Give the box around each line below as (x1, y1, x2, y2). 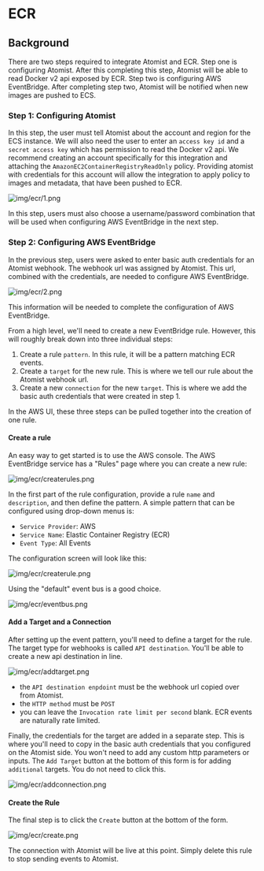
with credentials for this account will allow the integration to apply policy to (8, 170, 251, 180)
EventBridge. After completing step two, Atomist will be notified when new (8, 82, 249, 91)
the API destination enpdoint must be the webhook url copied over (19, 683, 240, 691)
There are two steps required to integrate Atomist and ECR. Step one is (8, 57, 237, 66)
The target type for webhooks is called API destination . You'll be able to (8, 643, 244, 653)
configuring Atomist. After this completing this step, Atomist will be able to (8, 65, 248, 75)
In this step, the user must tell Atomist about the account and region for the (8, 128, 251, 138)
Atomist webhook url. (19, 374, 89, 384)
